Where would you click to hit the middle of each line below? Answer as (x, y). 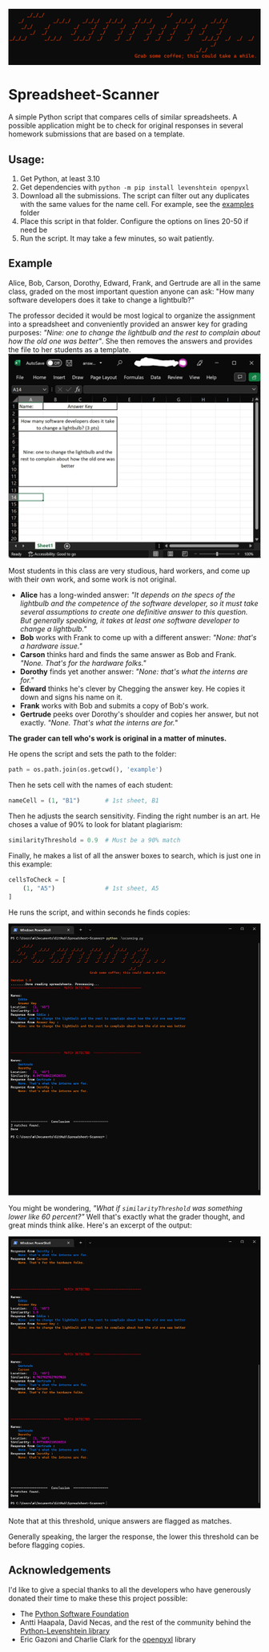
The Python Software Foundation (74, 1613)
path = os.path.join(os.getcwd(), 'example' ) (85, 770)
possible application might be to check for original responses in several (126, 126)
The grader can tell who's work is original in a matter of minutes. (118, 738)
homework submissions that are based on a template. (97, 134)
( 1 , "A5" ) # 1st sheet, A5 (91, 888)
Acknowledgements (60, 1571)
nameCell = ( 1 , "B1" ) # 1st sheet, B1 (84, 801)
